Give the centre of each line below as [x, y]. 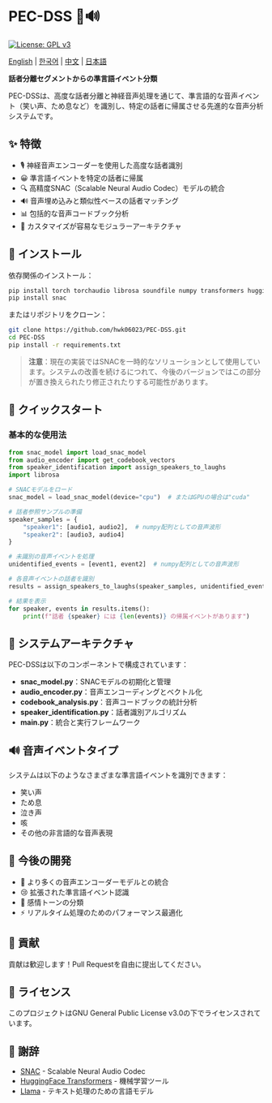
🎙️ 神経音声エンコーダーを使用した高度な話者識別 [101, 165]
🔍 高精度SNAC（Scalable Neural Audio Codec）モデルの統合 [122, 187]
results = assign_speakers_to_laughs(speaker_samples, [103, 586]
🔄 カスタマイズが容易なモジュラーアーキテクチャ [101, 226]
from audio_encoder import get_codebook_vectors [92, 460]
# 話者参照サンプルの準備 [45, 512]
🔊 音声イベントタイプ [64, 750]
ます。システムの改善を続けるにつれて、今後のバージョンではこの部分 [144, 372]
